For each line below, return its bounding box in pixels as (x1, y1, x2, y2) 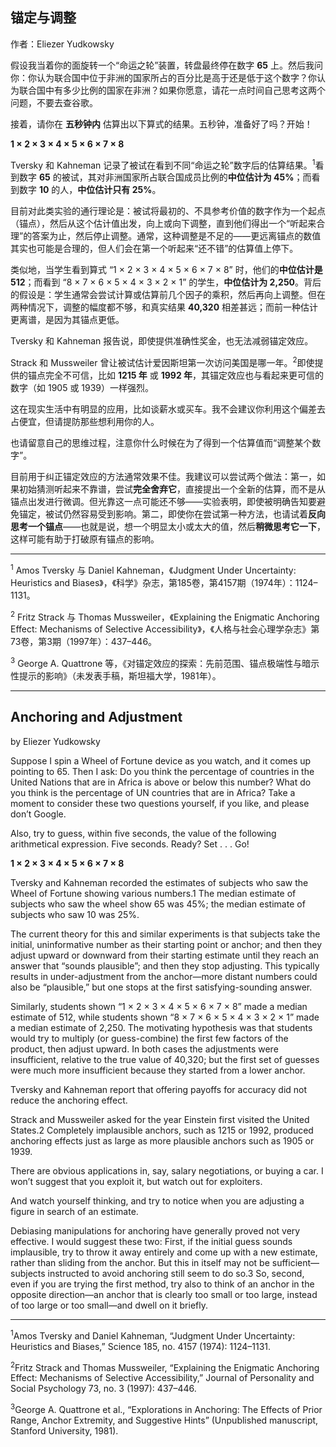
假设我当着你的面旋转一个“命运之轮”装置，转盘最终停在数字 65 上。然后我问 (10, 59, 324, 71)
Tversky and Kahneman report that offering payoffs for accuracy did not (10, 1083, 308, 1095)
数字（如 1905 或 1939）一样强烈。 (10, 382, 155, 394)
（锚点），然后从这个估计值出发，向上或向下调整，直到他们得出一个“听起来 (10, 218, 317, 230)
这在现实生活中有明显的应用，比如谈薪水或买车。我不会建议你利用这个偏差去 (10, 403, 326, 415)
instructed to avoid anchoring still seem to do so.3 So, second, (47, 1267, 305, 1279)
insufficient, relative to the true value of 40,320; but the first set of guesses (10, 1053, 320, 1065)
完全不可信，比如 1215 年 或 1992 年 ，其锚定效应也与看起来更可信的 (44, 369, 325, 382)
